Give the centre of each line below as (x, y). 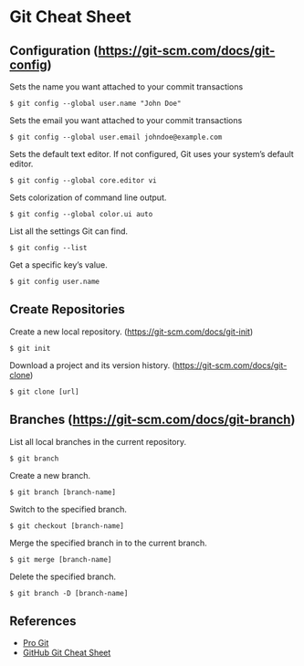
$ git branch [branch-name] (63, 492)
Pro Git (36, 643)
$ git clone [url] (44, 391)
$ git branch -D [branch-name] (69, 593)
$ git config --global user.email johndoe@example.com (116, 137)
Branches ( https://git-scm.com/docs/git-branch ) (152, 420)
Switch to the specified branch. (68, 509)
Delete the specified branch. (63, 576)
